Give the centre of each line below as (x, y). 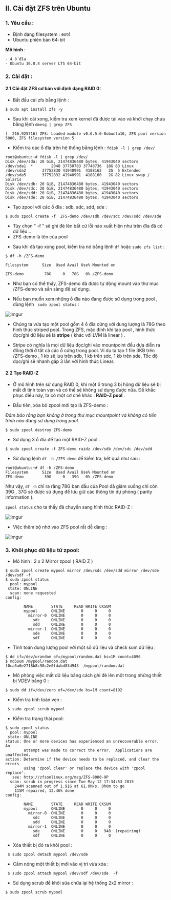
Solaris (14, 179)
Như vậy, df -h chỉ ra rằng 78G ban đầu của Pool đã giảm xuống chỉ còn (81, 486)
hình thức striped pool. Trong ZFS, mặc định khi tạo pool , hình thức (84, 330)
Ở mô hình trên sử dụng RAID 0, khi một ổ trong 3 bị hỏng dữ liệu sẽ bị (87, 384)
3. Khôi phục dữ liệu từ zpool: (42, 550)
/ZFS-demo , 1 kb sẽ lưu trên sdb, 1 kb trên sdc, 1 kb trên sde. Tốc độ (85, 356)
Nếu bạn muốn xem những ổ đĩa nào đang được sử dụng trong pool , (85, 299)
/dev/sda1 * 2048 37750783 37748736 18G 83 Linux (70, 166)
